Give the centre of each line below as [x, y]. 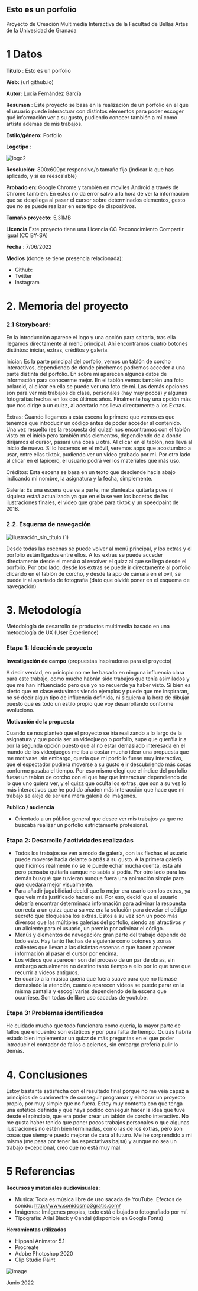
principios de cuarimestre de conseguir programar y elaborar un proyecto [96, 1097]
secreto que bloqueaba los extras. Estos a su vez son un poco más [96, 916]
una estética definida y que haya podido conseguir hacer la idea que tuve [95, 1110]
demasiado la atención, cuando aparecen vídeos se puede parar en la [100, 985]
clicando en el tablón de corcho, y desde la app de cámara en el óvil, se [94, 573]
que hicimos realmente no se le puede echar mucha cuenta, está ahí [98, 866]
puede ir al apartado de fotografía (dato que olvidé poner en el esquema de [98, 580]
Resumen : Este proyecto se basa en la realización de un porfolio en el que [98, 105]
